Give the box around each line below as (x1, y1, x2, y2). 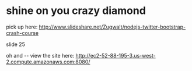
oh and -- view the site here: (6, 52, 75, 59)
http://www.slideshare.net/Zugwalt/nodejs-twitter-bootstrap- (39, 23, 186, 30)
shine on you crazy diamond (6, 4, 146, 17)
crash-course (6, 29, 39, 36)
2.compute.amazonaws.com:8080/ (6, 58, 90, 65)
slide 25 (6, 41, 25, 48)
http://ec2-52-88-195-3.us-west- (75, 52, 156, 59)
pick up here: (6, 23, 38, 30)
